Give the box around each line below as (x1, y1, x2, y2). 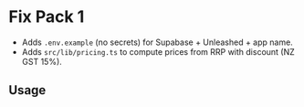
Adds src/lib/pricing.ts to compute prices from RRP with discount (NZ (21, 46, 296, 57)
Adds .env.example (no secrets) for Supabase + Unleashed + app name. (21, 37, 293, 48)
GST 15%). (21, 56, 63, 67)
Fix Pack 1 (8, 6, 85, 27)
